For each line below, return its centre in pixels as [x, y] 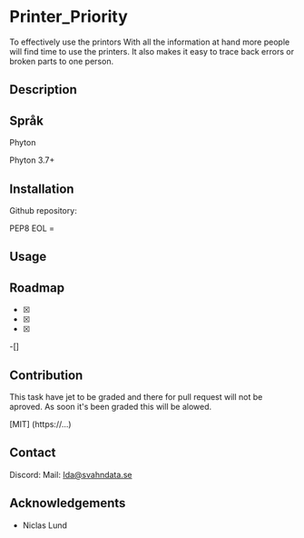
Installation [42, 189]
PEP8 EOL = [32, 228]
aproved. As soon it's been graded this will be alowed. [111, 406]
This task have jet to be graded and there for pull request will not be [136, 396]
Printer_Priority [69, 17]
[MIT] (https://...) [40, 423]
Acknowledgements [68, 503]
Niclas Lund [45, 525]
